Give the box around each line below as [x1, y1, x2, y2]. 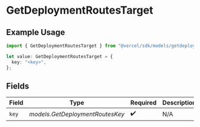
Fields [6, 81, 30, 91]
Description [162, 99, 196, 107]
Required [130, 99, 157, 107]
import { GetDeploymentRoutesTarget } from [6, 43, 116, 49]
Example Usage [6, 27, 65, 37]
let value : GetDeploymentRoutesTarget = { [6, 53, 113, 59]
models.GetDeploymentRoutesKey [29, 110, 125, 118]
